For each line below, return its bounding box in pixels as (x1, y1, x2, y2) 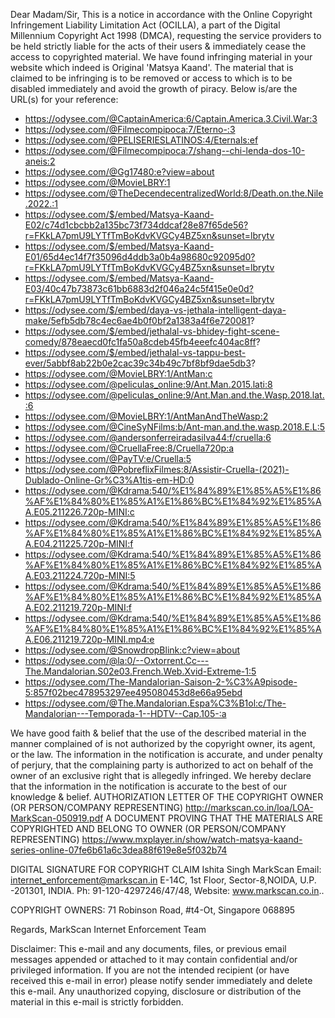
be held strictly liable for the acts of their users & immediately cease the (10, 40, 307, 52)
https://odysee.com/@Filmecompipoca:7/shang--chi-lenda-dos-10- (24, 145, 306, 156)
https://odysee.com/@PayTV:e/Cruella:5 (24, 453, 192, 464)
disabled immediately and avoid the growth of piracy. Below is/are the (10, 83, 298, 94)
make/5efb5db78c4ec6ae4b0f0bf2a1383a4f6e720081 (24, 315, 251, 326)
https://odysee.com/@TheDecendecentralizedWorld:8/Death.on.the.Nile (24, 187, 324, 199)
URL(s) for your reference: (10, 94, 119, 105)
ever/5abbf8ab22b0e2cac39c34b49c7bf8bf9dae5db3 (24, 357, 252, 369)
